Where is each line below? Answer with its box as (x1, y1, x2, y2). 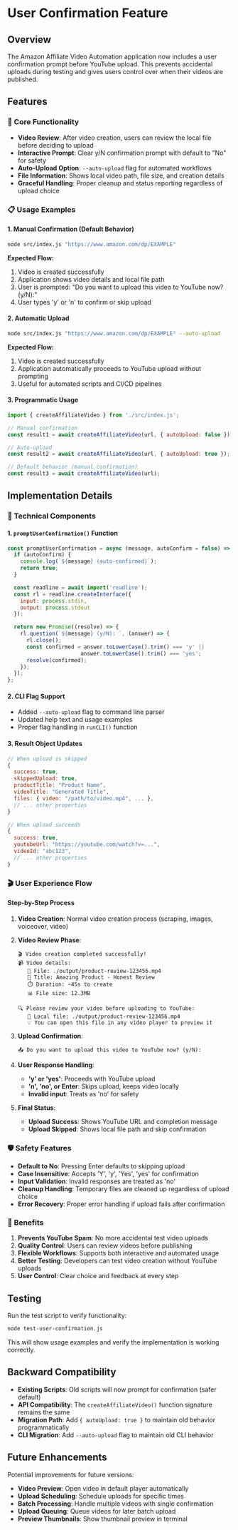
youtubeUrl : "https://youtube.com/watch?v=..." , (13, 841, 161, 848)
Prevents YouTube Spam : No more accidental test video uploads (17, 1234, 208, 1243)
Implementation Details (7, 490, 113, 502)
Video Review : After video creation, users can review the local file (17, 133, 212, 142)
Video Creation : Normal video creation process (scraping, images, (17, 914, 213, 923)
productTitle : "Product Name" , (13, 782, 107, 789)
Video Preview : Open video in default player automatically (17, 1484, 189, 1492)
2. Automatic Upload (7, 314, 70, 322)
